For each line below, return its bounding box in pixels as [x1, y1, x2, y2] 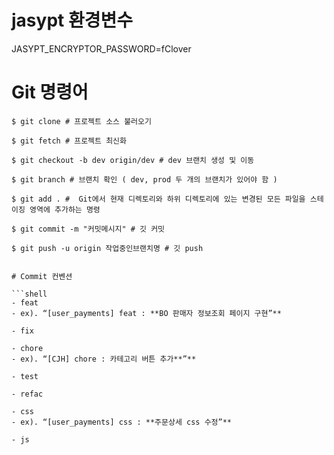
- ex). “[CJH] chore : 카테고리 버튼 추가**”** [11, 354, 197, 364]
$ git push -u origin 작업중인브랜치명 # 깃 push [11, 243, 204, 253]
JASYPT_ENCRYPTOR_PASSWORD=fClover [11, 42, 192, 55]
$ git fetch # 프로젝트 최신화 [11, 136, 127, 146]
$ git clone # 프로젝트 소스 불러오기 [11, 116, 152, 126]
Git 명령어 [11, 81, 89, 104]
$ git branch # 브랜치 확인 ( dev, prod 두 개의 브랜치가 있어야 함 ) [11, 174, 278, 185]
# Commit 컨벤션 [11, 271, 73, 281]
